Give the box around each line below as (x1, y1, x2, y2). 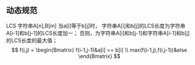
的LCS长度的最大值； (6, 37, 58, 44)
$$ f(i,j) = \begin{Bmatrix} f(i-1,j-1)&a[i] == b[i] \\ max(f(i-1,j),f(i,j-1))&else (11, 46, 187, 53)
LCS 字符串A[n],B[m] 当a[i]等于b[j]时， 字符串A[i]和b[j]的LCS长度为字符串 (6, 22, 186, 29)
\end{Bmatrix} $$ (77, 52, 121, 60)
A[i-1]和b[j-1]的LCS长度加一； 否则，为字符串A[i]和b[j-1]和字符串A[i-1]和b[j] (6, 29, 190, 36)
